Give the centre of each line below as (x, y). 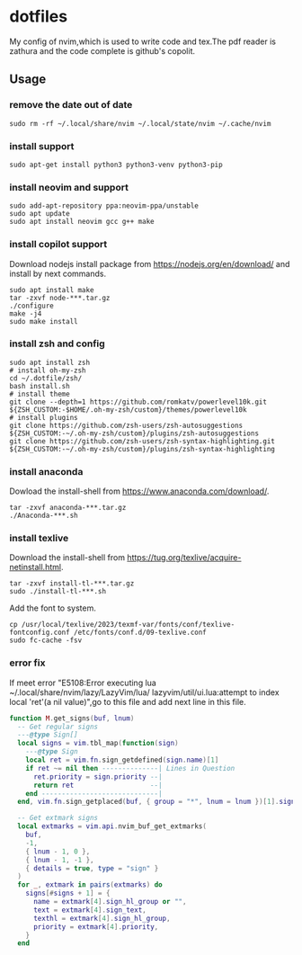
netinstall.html (35, 567)
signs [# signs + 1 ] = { (68, 893)
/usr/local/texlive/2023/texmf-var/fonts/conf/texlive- (128, 625)
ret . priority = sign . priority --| (98, 776)
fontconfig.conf (40, 633)
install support (42, 146)
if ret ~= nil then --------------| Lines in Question (130, 768)
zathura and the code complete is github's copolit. (102, 50)
